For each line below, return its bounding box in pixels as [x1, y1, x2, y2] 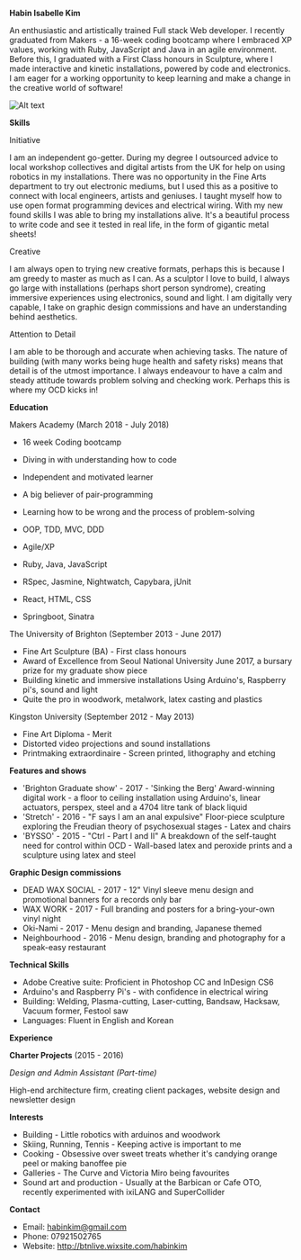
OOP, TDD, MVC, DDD [22, 524, 105, 535]
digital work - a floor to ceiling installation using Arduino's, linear [22, 792, 261, 803]
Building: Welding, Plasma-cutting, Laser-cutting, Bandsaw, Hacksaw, [22, 996, 280, 1006]
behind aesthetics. [9, 311, 78, 322]
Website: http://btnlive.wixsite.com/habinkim [22, 1241, 188, 1251]
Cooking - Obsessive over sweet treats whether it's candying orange [22, 1148, 278, 1159]
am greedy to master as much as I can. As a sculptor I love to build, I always [9, 274, 290, 283]
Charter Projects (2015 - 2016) [9, 1050, 124, 1060]
